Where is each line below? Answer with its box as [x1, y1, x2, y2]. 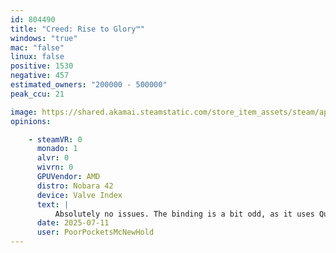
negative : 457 [10, 71, 70, 81]
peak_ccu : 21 [10, 89, 65, 99]
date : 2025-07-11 [36, 218, 110, 228]
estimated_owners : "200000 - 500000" [10, 80, 168, 90]
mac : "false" [10, 42, 65, 53]
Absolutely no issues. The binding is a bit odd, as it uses [54, 209, 315, 219]
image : [10, 107, 38, 117]
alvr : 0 [36, 153, 70, 163]
